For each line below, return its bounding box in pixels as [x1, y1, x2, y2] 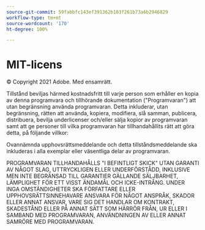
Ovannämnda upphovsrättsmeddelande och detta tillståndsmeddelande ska [6, 141, 198, 148]
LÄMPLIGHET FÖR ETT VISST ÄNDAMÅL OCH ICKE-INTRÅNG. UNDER [6, 179, 185, 186]
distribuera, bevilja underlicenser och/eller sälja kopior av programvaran [6, 116, 188, 123]
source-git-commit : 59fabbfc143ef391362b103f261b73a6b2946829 [6, 9, 168, 15]
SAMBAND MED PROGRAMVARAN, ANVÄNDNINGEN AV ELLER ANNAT [6, 212, 187, 219]
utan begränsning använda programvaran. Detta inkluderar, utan [6, 103, 168, 110]
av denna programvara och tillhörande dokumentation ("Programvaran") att [6, 96, 196, 104]
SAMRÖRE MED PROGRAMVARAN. [6, 218, 95, 226]
